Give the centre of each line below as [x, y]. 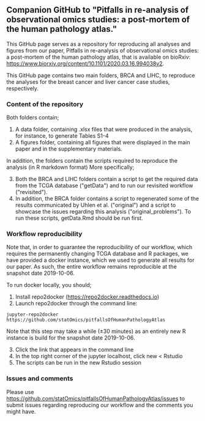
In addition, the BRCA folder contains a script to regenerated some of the [107, 199]
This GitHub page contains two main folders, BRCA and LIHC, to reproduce [101, 75]
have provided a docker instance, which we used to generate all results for [100, 260]
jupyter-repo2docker [33, 315]
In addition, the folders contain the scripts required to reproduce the [92, 161]
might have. [21, 411]
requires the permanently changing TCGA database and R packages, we [97, 254]
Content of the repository [45, 104]
